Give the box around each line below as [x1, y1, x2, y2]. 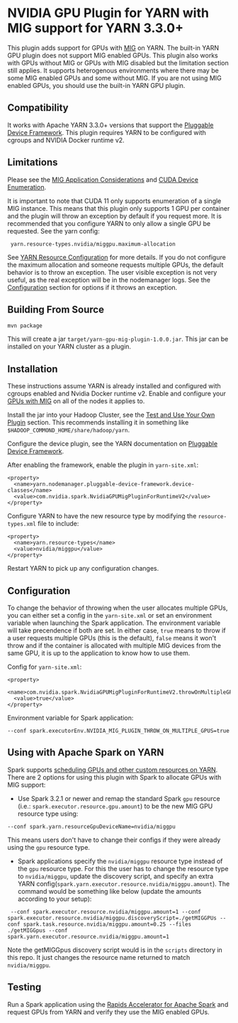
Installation [7, 363, 58, 375]
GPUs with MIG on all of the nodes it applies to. [7, 397, 145, 405]
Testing [7, 981, 42, 993]
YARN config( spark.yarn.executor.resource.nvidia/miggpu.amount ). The [17, 879, 230, 888]
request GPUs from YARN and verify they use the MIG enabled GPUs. [7, 1007, 210, 1016]
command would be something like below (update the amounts [17, 887, 202, 895]
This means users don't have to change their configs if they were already [7, 836, 221, 844]
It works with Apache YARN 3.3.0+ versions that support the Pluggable [7, 121, 214, 129]
